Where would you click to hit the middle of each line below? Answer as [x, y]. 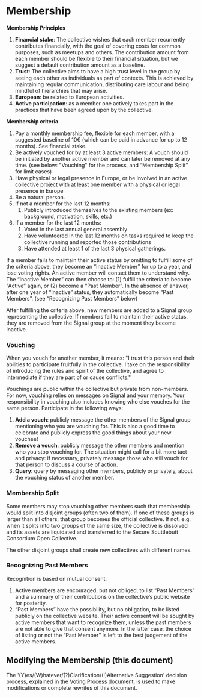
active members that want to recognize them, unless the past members [103, 622]
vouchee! [26, 439]
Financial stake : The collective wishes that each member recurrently [100, 39]
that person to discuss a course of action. [66, 464]
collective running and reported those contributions [87, 242]
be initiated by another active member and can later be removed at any [103, 158]
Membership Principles [36, 28]
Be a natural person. [40, 197]
